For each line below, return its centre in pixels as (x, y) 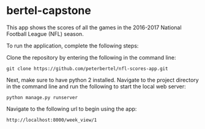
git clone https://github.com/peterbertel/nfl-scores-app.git (87, 68)
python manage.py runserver (42, 97)
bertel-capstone (49, 11)
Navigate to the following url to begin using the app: (72, 109)
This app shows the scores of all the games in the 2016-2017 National (94, 27)
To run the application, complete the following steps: (73, 46)
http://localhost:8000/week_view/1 (52, 120)
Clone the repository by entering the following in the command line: (91, 57)
